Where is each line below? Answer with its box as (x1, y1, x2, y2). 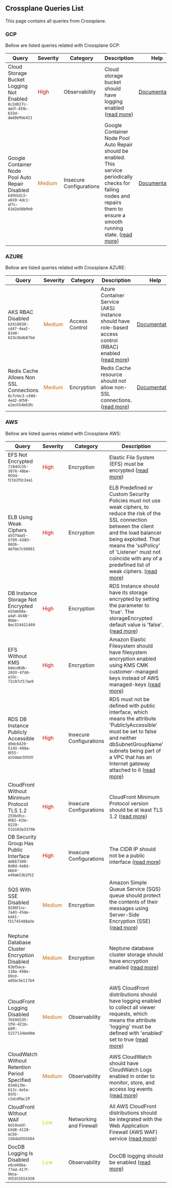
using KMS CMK (109, 661, 148, 668)
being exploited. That (109, 535, 160, 542)
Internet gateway (109, 760, 150, 767)
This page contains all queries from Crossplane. (5, 17, 106, 24)
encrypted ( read (109, 467, 148, 474)
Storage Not (8, 596, 37, 603)
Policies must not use (109, 497, 161, 504)
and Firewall (68, 1122, 98, 1129)
